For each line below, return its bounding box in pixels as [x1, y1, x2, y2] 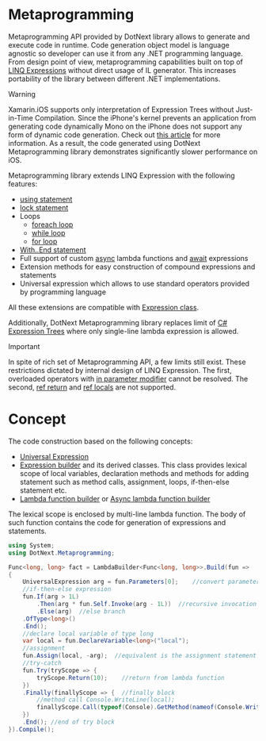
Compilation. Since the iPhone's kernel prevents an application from [34, 113, 256, 122]
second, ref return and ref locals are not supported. [8, 382, 177, 392]
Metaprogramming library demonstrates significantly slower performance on [8, 147, 258, 156]
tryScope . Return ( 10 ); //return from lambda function [36, 674, 225, 681]
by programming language [19, 287, 107, 297]
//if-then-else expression [22, 586, 112, 593]
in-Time [8, 113, 33, 122]
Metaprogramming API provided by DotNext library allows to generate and [8, 32, 250, 41]
